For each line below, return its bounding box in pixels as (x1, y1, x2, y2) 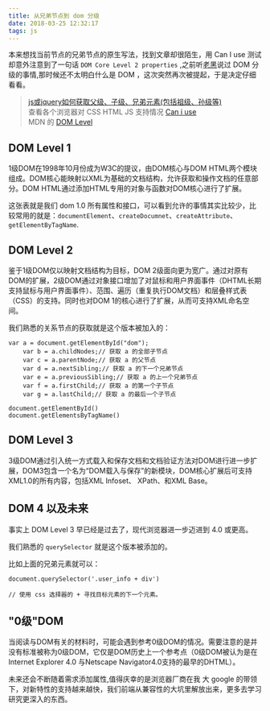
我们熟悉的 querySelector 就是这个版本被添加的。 (8, 541, 172, 552)
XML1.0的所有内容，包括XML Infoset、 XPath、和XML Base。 (8, 476, 212, 486)
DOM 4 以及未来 (8, 502, 89, 515)
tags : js (8, 27, 38, 35)
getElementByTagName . (8, 220, 80, 229)
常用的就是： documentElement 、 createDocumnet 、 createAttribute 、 (14, 211, 238, 221)
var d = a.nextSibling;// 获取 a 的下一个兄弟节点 (22, 365, 183, 373)
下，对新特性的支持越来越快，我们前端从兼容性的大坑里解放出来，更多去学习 (8, 684, 262, 694)
